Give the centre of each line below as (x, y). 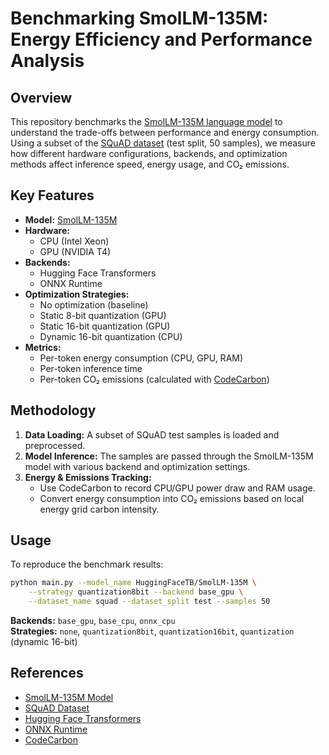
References (47, 673)
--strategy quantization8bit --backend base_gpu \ (136, 592)
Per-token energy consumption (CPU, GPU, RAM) (141, 358)
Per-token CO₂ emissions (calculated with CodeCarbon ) (154, 379)
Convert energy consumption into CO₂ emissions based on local (172, 498)
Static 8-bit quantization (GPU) (103, 315)
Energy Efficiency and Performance (161, 39)
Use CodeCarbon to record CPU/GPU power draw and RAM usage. (177, 488)
